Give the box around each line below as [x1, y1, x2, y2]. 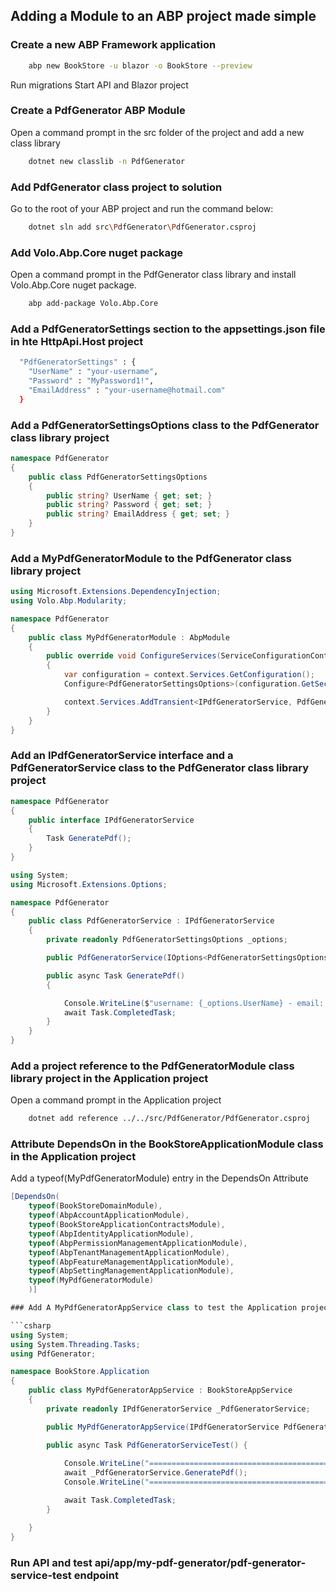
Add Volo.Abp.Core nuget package [10, 245, 184, 259]
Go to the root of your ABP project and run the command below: [10, 203, 274, 215]
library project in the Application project [10, 1071, 209, 1085]
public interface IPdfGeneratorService [28, 815, 195, 825]
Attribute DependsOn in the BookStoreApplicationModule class [10, 1137, 324, 1151]
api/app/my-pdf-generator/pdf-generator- [94, 1555, 307, 1569]
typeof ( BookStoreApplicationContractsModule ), [28, 1220, 226, 1230]
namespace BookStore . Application [10, 1367, 150, 1377]
